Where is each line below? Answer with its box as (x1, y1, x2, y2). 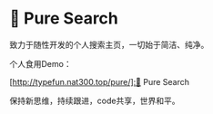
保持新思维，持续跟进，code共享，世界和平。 (9, 95, 180, 106)
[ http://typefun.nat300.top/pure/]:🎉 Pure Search (9, 76, 189, 87)
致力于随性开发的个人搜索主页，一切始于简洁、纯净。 (9, 39, 209, 50)
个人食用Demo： (9, 58, 72, 69)
